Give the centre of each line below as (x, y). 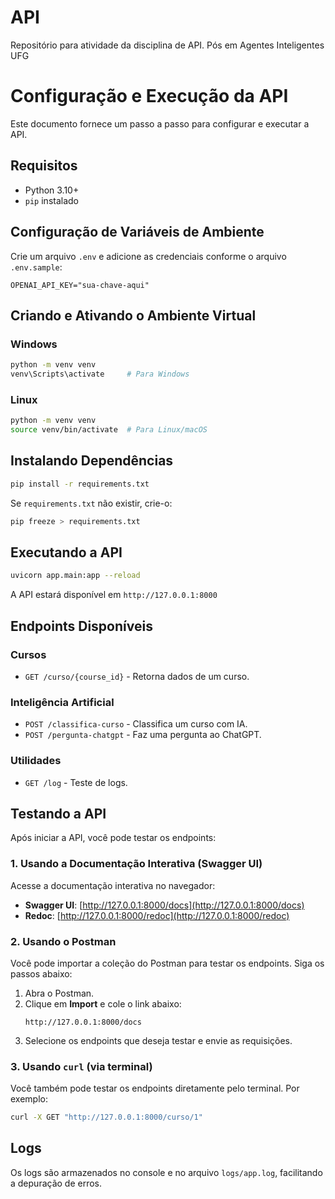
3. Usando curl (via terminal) (81, 1066)
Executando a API (66, 552)
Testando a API (58, 813)
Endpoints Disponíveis (81, 626)
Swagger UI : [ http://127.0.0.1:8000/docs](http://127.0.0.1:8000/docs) (164, 905)
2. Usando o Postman (63, 941)
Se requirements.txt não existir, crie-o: (91, 503)
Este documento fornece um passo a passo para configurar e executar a (160, 123)
